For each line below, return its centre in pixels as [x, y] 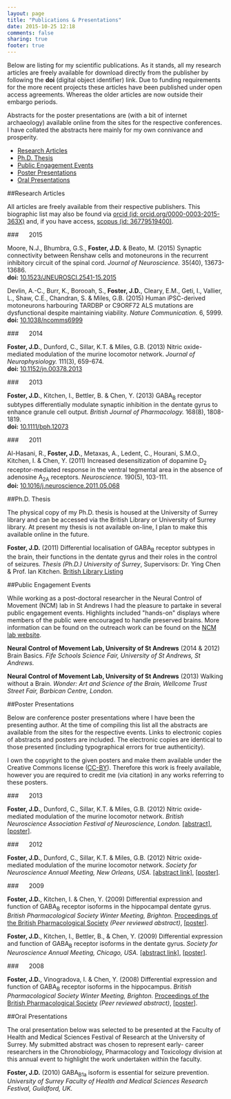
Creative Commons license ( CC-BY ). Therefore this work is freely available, [114, 768]
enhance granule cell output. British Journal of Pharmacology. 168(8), [106, 412]
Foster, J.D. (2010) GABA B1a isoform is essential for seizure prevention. [108, 1073]
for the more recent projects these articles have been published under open [115, 87]
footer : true [26, 46]
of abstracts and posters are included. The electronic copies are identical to [115, 740]
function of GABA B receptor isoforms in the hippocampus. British [99, 987]
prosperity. [23, 137]
